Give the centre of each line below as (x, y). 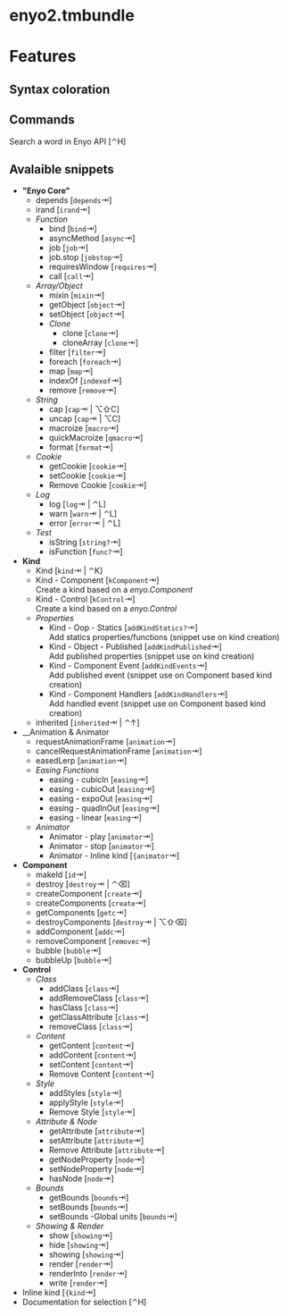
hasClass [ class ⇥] (83, 1007)
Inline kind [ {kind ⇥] (59, 1293)
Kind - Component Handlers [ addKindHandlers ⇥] (138, 695)
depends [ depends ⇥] (74, 200)
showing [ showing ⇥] (86, 1255)
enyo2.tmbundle (72, 16)
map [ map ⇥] (71, 371)
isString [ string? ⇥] (85, 543)
